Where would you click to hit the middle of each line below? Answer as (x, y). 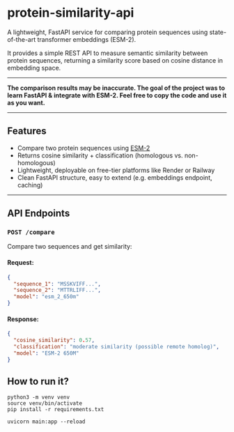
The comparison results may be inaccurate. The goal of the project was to (116, 88)
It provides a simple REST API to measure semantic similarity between (108, 53)
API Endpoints (39, 214)
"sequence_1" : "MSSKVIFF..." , (57, 284)
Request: (21, 263)
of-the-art (22, 39)
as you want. (26, 102)
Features (27, 131)
